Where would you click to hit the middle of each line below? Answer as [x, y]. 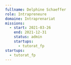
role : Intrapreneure [26, 14]
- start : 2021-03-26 [30, 28]
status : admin [28, 37]
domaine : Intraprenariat [30, 19]
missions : [15, 23]
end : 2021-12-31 [30, 32]
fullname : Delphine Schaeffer [36, 10]
